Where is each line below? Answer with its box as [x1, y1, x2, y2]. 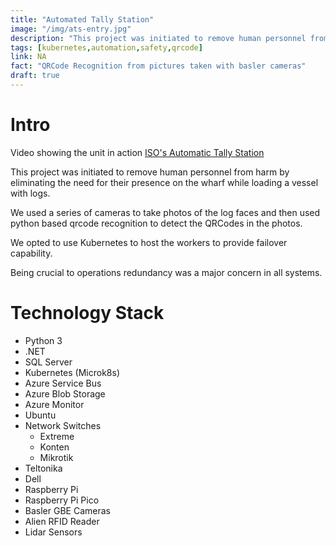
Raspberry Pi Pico [24, 494, 100, 506]
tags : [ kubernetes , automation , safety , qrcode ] [10, 42, 203, 53]
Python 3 [24, 334, 63, 346]
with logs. [10, 187, 51, 199]
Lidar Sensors [24, 526, 83, 538]
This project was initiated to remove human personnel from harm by [10, 166, 290, 178]
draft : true [10, 71, 60, 81]
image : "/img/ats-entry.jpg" [10, 24, 132, 34]
